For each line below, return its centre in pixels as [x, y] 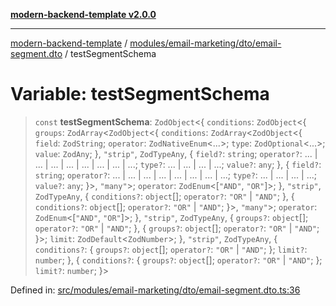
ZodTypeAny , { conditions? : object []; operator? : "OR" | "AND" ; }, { [164, 196]
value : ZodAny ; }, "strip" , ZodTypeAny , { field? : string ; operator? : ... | [176, 153]
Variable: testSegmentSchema [140, 94]
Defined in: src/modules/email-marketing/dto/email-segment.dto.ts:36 [155, 290]
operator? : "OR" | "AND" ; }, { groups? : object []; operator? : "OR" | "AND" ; [177, 228]
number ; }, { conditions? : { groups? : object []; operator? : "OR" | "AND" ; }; [178, 260]
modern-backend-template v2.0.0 [83, 14]
